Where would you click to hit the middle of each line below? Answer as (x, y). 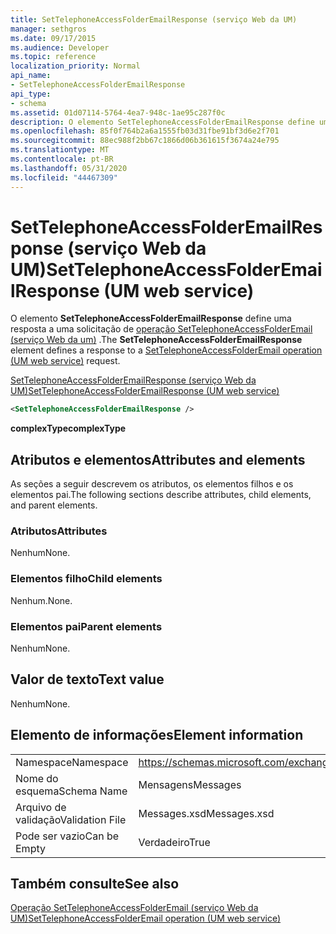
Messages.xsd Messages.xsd (206, 813)
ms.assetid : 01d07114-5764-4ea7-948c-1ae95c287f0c (118, 112)
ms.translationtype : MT (60, 150)
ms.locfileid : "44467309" (64, 177)
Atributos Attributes (59, 531)
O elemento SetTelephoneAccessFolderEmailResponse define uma (151, 318)
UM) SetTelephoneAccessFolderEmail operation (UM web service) (146, 918)
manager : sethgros (48, 29)
